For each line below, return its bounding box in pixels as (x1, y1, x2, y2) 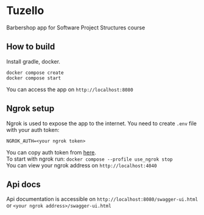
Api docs (6, 179, 41, 189)
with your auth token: (6, 126, 60, 133)
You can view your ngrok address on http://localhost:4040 (6, 161, 157, 169)
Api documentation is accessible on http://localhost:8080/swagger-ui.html (6, 195, 199, 203)
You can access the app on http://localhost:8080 (6, 86, 133, 93)
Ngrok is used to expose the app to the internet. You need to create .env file (6, 120, 197, 127)
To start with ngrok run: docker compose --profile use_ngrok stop (6, 155, 173, 162)
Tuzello (6, 4, 44, 18)
